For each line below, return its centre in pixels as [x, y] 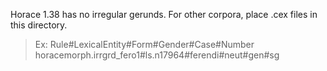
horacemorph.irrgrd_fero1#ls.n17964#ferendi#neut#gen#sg [157, 55]
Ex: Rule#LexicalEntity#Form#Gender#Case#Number [144, 44]
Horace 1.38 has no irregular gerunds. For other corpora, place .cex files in [164, 14]
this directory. [39, 25]
